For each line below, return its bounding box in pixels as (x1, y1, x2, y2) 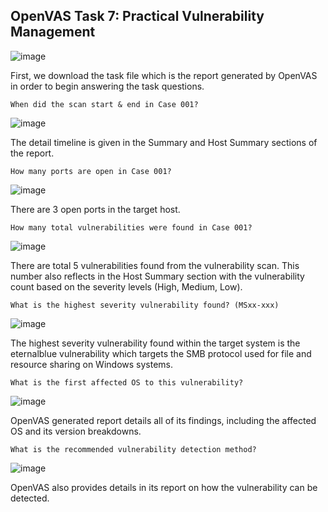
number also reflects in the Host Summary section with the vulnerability (10, 270, 305, 282)
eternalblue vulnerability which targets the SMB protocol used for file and (10, 347, 312, 359)
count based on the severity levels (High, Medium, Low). (10, 280, 243, 293)
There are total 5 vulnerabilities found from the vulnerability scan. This (10, 259, 300, 271)
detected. (10, 492, 50, 504)
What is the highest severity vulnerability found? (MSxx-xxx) (10, 300, 280, 310)
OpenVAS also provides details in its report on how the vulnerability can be (10, 481, 318, 493)
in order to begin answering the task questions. (10, 80, 205, 92)
